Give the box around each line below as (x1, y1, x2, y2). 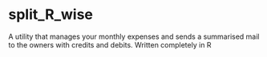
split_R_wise (8, 6, 94, 24)
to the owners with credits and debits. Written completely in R (8, 40, 212, 49)
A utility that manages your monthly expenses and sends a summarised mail (8, 32, 260, 41)
